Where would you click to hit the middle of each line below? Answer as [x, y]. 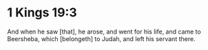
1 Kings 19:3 [42, 13]
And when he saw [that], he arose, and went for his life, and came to [104, 32]
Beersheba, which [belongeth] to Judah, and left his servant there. [101, 38]
